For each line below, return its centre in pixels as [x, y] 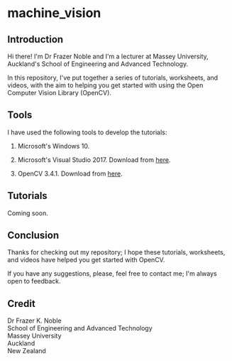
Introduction [35, 39]
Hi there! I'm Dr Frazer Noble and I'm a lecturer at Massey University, [108, 56]
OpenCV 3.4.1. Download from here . [70, 173]
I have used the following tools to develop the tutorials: [87, 132]
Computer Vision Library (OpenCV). [60, 93]
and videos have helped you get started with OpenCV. [86, 260]
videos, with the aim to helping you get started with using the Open [105, 85]
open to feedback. [34, 281]
